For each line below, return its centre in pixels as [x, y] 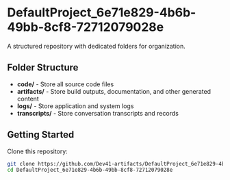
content [28, 99]
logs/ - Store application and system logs [75, 106]
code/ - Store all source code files [65, 84]
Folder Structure [43, 67]
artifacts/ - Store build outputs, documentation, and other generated [114, 91]
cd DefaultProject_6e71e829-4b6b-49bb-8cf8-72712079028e [90, 170]
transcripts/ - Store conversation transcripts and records [98, 113]
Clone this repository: [38, 151]
